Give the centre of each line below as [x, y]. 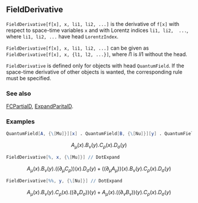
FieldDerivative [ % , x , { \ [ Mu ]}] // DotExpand [63, 158]
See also [19, 93]
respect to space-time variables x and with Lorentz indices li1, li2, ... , [97, 30]
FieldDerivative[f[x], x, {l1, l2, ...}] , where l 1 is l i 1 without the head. [97, 54]
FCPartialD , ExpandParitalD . [40, 106]
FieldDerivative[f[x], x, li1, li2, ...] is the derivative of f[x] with [93, 24]
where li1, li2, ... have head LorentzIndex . [62, 36]
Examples [21, 122]
